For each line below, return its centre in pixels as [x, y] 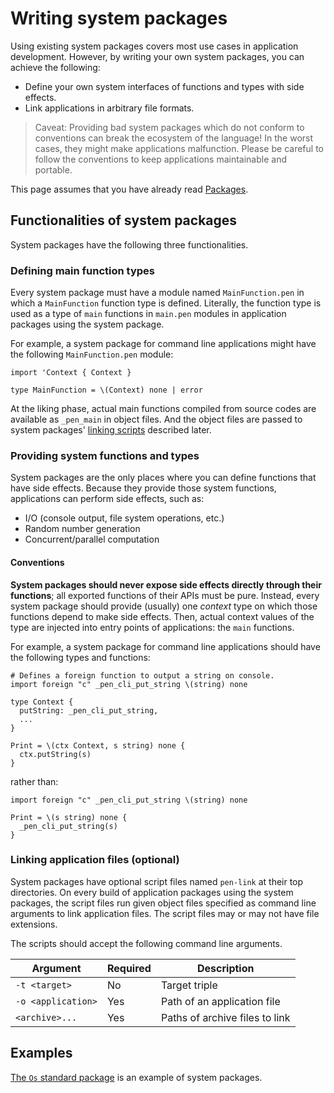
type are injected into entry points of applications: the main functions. [152, 627]
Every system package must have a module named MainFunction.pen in [157, 293]
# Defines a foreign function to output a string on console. [142, 675]
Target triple [189, 985]
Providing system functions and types [105, 455]
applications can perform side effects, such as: [107, 499]
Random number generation [82, 529]
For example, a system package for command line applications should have [165, 646]
